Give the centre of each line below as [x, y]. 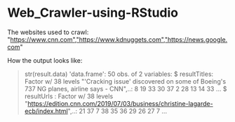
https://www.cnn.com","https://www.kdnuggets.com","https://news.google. [119, 39]
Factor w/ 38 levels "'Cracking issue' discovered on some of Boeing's [125, 81]
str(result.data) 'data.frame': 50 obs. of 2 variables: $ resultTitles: [119, 74]
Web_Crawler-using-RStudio [93, 13]
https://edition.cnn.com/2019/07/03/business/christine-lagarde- [120, 103]
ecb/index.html [46, 111]
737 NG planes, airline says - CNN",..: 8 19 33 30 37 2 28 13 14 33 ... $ [126, 89]
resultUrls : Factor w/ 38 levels [69, 96]
